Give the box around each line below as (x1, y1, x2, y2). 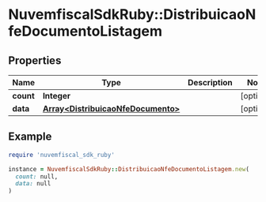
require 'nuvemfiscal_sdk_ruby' (8, 151, 115, 159)
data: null (15, 180, 51, 188)
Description (187, 77, 234, 88)
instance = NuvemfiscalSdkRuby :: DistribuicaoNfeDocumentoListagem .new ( (8, 165, 249, 173)
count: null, (15, 172, 59, 181)
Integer (42, 91, 71, 101)
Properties (8, 54, 62, 67)
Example (8, 130, 52, 144)
